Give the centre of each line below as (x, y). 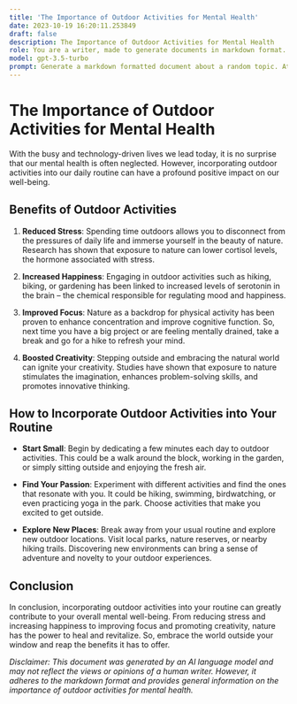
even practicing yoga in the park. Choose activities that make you (141, 503)
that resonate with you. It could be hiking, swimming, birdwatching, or (149, 494)
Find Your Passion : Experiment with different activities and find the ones (154, 485)
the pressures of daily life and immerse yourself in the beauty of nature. (152, 241)
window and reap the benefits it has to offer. (90, 645)
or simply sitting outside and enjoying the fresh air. (114, 467)
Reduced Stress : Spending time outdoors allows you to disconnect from (153, 231)
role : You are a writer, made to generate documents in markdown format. (148, 50)
